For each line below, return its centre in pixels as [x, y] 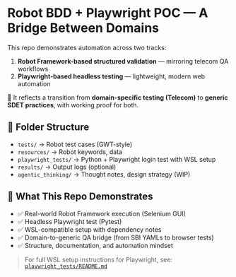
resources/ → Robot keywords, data [70, 152]
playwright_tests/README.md [66, 266]
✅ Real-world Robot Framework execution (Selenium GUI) [101, 213]
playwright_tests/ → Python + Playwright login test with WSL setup [117, 159]
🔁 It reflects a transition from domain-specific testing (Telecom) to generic [118, 98]
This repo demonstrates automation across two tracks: [87, 47]
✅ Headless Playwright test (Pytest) [70, 221]
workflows [33, 69]
